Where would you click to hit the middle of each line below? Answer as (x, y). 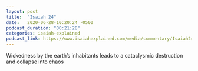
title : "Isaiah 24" (32, 17)
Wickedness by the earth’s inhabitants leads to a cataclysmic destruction (95, 55)
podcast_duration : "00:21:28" (43, 28)
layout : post (22, 11)
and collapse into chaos (35, 62)
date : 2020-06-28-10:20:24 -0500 (50, 22)
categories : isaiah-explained (43, 33)
